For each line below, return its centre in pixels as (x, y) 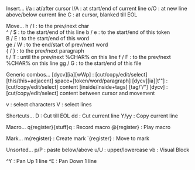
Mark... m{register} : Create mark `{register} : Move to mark (78, 138)
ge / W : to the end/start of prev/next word (57, 44)
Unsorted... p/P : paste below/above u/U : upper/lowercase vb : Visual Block (98, 150)
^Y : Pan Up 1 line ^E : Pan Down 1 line (52, 161)
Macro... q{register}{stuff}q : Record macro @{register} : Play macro (88, 127)
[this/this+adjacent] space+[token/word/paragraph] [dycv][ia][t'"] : (87, 81)
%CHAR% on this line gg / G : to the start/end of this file (74, 63)
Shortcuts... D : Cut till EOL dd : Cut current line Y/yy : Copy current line (92, 116)
